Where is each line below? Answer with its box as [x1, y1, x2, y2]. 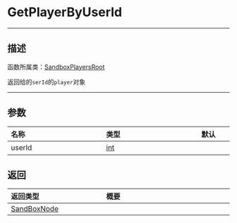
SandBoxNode [11, 204, 59, 214]
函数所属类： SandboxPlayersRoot [7, 63, 105, 71]
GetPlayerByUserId [7, 4, 122, 20]
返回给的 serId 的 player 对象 [7, 77, 86, 86]
